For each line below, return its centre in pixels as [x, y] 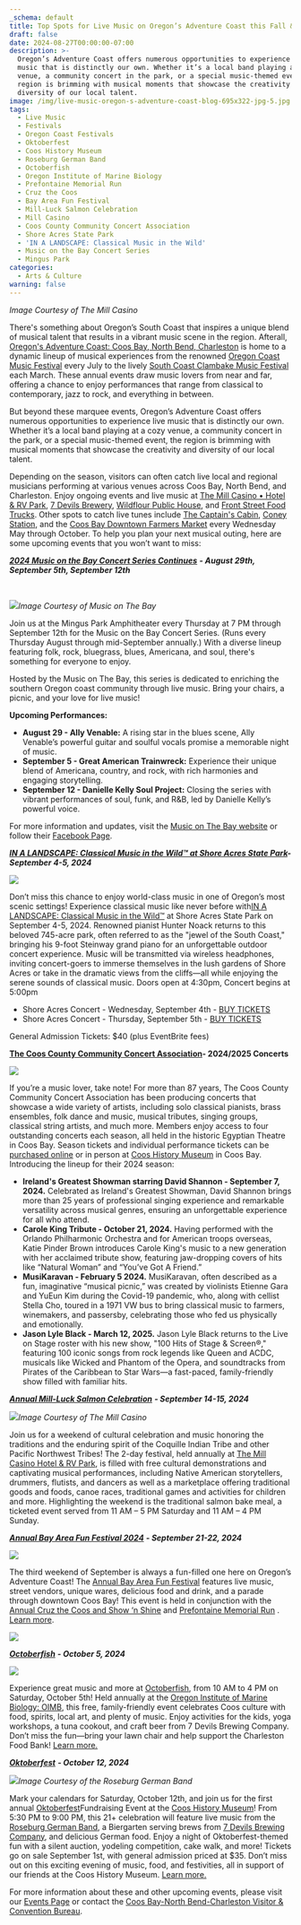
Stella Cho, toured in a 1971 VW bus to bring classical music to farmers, [153, 1305]
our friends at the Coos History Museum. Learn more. [108, 1874]
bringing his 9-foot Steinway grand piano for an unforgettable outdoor [138, 944]
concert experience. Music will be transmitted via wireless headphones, [142, 954]
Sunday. [25, 1520]
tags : [19, 109]
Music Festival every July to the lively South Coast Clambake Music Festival [149, 365]
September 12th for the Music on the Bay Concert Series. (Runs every [138, 632]
